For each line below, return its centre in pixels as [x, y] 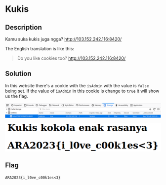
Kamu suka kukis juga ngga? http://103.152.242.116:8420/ [63, 39]
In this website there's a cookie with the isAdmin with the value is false [77, 85]
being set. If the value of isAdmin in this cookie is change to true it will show [82, 91]
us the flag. [17, 96]
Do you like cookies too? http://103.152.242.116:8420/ [71, 58]
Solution [18, 74]
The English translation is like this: [40, 49]
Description [23, 27]
